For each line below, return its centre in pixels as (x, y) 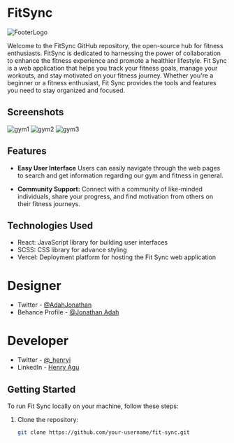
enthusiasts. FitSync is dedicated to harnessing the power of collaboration (114, 53)
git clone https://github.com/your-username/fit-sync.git (103, 433)
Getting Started (42, 389)
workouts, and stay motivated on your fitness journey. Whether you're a (110, 75)
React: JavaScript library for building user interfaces (93, 242)
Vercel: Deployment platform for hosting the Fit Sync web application (117, 257)
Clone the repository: (48, 420)
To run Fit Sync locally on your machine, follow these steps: (93, 406)
